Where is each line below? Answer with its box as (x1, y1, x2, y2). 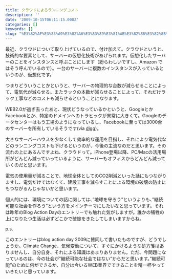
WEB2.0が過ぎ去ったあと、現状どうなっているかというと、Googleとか (5, 106, 154, 112)
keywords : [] (5, 27, 33, 32)
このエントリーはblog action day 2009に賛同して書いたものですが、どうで (5, 237, 162, 242)
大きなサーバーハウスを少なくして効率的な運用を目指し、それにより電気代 (5, 136, 162, 142)
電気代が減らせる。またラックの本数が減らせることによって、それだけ (14, 89, 161, 95)
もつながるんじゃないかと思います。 (5, 185, 81, 191)
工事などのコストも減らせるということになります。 (14, 95, 122, 101)
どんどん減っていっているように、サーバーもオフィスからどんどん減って (14, 156, 166, 161)
